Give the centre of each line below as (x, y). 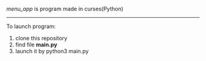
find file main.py (36, 45)
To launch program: (31, 26)
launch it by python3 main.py (52, 51)
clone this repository (41, 38)
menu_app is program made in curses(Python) (65, 9)
